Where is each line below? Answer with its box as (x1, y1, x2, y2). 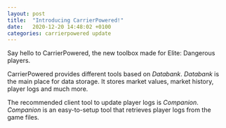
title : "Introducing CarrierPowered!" (7, 17, 124, 24)
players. (7, 57, 31, 65)
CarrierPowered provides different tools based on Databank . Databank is (7, 70, 220, 78)
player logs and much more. (7, 85, 88, 93)
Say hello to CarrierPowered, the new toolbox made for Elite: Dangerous (7, 49, 215, 57)
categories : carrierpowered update (7, 29, 112, 37)
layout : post (7, 10, 46, 17)
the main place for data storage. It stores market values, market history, (7, 78, 214, 86)
